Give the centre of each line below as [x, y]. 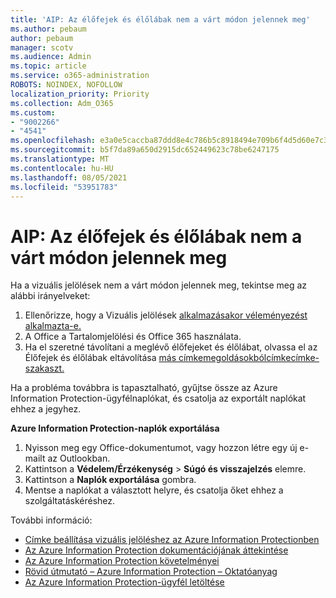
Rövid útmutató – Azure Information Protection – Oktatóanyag [151, 572]
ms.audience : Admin [51, 57]
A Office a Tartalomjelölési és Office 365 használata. [133, 337]
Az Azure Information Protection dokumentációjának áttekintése [156, 550]
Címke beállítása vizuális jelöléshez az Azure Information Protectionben [172, 540]
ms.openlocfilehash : [53, 141]
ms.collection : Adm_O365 [62, 103]
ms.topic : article [48, 66]
